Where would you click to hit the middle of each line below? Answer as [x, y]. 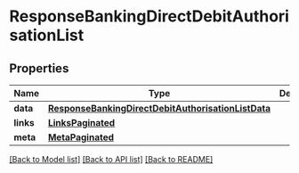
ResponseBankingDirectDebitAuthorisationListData [159, 108]
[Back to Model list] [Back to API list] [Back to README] [111, 159]
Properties [39, 68]
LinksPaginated [81, 123]
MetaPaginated [81, 137]
